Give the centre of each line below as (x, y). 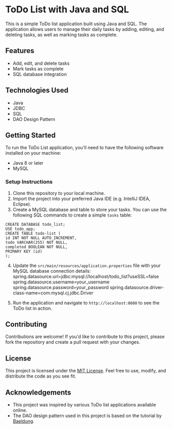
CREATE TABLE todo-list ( (33, 233)
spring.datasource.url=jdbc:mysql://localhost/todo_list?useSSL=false (86, 276)
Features (20, 51)
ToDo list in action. (32, 308)
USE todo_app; (21, 229)
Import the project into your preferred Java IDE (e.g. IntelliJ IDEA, (81, 199)
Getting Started (31, 135)
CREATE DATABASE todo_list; (35, 224)
